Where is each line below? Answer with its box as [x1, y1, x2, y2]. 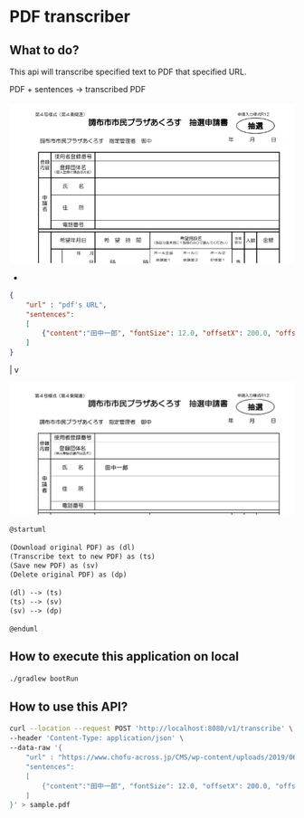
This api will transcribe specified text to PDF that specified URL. [9, 66, 247, 77]
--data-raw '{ [9, 744, 63, 753]
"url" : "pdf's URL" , [25, 300, 107, 309]
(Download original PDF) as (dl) [9, 543, 136, 552]
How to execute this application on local [9, 649, 240, 664]
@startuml [9, 525, 47, 534]
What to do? [9, 43, 80, 58]
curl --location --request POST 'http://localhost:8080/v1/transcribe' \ [9, 724, 294, 734]
